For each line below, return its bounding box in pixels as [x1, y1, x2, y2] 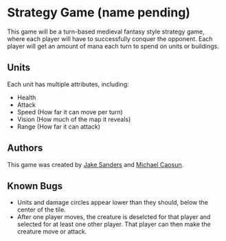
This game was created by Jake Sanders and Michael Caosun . [7, 160, 184, 168]
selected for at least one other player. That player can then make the [16, 220, 211, 229]
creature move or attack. [16, 227, 87, 236]
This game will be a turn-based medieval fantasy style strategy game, [7, 27, 205, 36]
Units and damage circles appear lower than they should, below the [16, 199, 208, 207]
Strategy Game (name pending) [7, 5, 191, 21]
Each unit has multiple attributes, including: [7, 80, 129, 88]
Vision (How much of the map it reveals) [16, 115, 131, 123]
